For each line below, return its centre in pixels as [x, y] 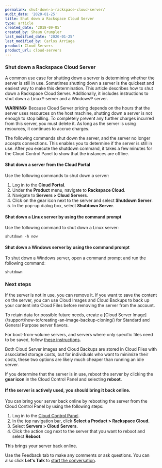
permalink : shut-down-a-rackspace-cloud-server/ [55, 9]
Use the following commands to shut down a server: [57, 175]
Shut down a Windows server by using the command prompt [67, 247]
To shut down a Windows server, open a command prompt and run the [76, 258]
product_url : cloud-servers [33, 50]
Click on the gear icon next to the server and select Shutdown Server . [82, 200]
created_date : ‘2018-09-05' [33, 28]
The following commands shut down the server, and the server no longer [78, 138]
